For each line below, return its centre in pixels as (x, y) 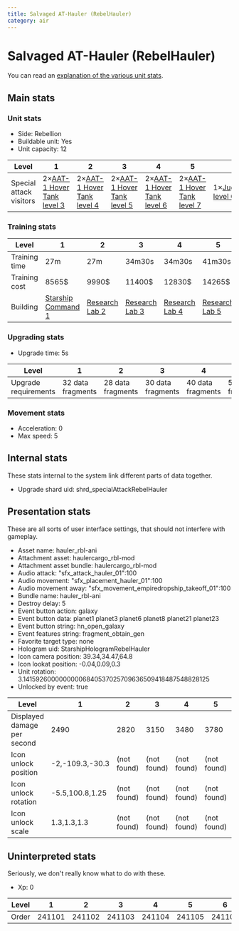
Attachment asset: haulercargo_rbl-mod (76, 557)
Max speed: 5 (38, 436)
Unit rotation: (37, 672)
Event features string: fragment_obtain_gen (81, 633)
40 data (199, 382)
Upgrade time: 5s (43, 353)
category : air (28, 21)
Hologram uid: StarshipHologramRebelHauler (84, 649)
